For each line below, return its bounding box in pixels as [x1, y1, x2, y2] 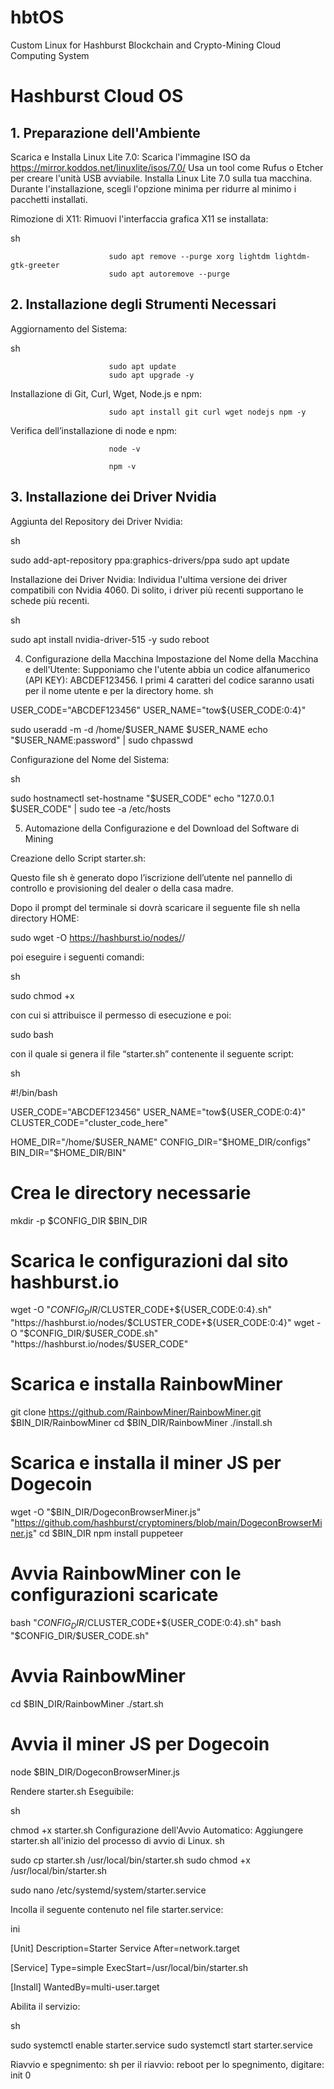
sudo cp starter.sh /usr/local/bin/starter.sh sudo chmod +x [10, 1854, 251, 1866]
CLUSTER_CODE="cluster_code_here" [10, 1116, 169, 1128]
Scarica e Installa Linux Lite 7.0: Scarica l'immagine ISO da [10, 151, 251, 163]
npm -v [108, 461, 137, 471]
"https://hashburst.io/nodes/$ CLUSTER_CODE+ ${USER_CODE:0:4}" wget [10, 1317, 315, 1329]
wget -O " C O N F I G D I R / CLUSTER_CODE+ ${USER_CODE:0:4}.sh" [10, 1304, 273, 1318]
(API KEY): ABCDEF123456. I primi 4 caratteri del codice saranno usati [24, 674, 315, 686]
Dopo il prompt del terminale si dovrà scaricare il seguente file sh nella [10, 901, 301, 913]
